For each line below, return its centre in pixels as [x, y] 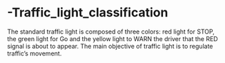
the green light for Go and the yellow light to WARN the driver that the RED [113, 38]
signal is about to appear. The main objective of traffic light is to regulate [110, 46]
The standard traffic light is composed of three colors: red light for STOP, [111, 32]
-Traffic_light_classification [88, 13]
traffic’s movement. [35, 53]
